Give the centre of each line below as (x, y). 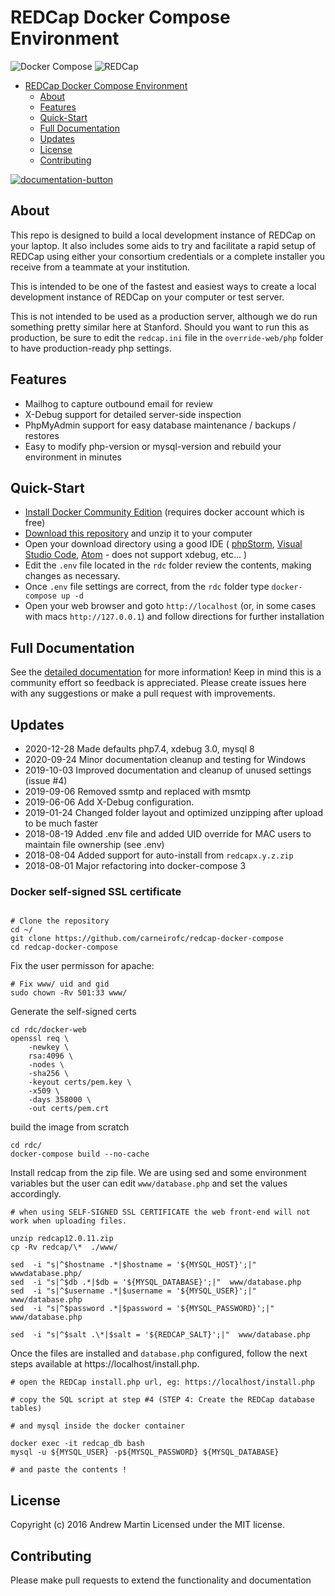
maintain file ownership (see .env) (94, 844)
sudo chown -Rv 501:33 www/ (69, 993)
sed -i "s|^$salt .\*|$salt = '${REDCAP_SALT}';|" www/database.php (160, 1335)
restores (42, 435)
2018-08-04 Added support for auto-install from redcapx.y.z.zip (159, 855)
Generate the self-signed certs (73, 1012)
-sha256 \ (49, 1074)
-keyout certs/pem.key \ (80, 1082)
